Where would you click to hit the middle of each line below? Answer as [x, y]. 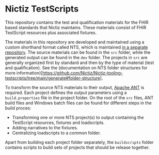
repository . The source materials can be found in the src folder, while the [78, 52]
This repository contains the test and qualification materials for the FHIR [77, 22]
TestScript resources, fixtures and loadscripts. [58, 123]
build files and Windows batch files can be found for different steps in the [78, 103]
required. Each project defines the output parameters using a [66, 93]
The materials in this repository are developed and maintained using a [75, 42]
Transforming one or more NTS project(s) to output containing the [78, 117]
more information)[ [24, 73]
